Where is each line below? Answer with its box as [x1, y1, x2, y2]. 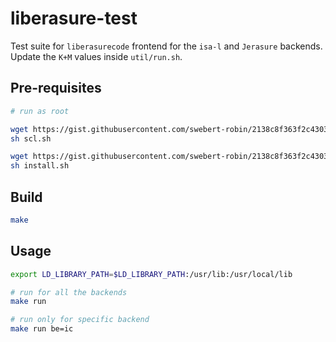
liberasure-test [10, 7, 138, 30]
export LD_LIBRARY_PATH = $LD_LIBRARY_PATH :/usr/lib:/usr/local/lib [10, 269, 293, 279]
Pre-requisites [10, 80, 102, 97]
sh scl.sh [10, 133, 52, 144]
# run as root [10, 106, 70, 116]
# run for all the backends [10, 287, 128, 297]
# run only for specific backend [10, 315, 150, 325]
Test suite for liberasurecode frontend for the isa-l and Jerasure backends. [10, 40, 323, 52]
